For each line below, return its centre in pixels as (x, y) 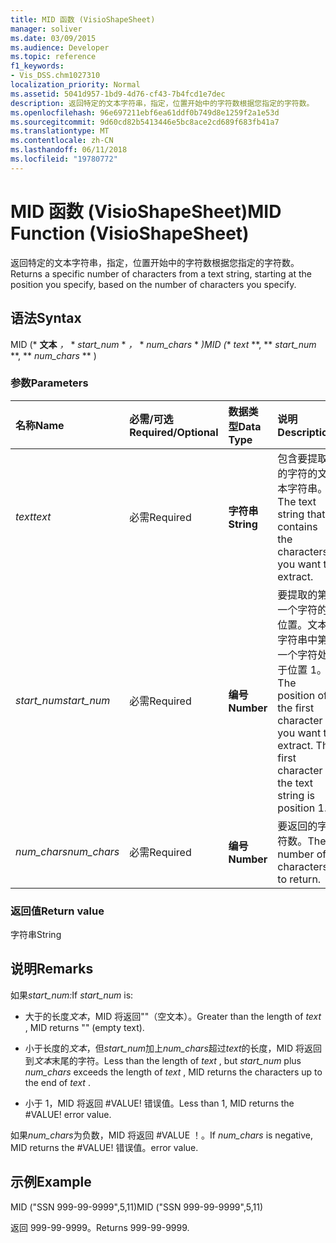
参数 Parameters (49, 383)
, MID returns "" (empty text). (84, 1027)
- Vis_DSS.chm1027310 (55, 76)
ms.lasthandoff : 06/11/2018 (69, 150)
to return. (299, 879)
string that (301, 514)
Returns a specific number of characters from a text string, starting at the (161, 273)
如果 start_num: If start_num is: (72, 995)
